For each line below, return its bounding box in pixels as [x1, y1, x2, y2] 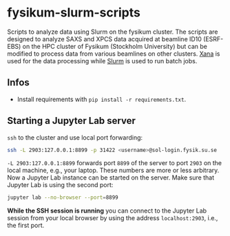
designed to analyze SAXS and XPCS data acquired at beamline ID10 [7, 34, 202, 43]
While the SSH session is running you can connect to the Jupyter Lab [7, 206, 207, 215]
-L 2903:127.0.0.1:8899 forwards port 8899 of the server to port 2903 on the [7, 159, 222, 167]
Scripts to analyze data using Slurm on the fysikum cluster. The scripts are [7, 28, 218, 36]
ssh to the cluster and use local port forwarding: [7, 133, 143, 142]
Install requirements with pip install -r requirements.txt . [17, 95, 187, 103]
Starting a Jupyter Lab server [7, 115, 136, 127]
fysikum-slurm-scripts [7, 5, 141, 21]
